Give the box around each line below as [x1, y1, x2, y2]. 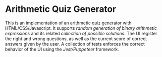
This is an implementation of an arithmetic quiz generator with [5, 20, 132, 26]
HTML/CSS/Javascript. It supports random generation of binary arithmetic [5, 25, 157, 31]
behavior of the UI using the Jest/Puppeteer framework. [5, 46, 119, 52]
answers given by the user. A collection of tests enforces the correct [5, 41, 145, 47]
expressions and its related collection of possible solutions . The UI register [5, 30, 158, 36]
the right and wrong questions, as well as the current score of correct [5, 36, 147, 42]
